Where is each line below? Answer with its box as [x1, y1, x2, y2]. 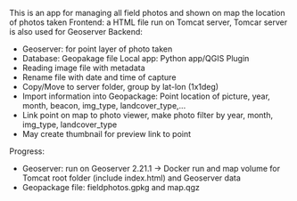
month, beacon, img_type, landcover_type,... [21, 100, 186, 110]
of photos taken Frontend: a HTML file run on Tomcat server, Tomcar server [9, 17, 288, 28]
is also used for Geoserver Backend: [9, 27, 143, 36]
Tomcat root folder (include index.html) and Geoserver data [21, 173, 241, 183]
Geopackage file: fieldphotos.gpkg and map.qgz [21, 182, 201, 192]
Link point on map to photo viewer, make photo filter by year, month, [21, 110, 274, 120]
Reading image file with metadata [21, 62, 145, 73]
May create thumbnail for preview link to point [21, 129, 192, 139]
